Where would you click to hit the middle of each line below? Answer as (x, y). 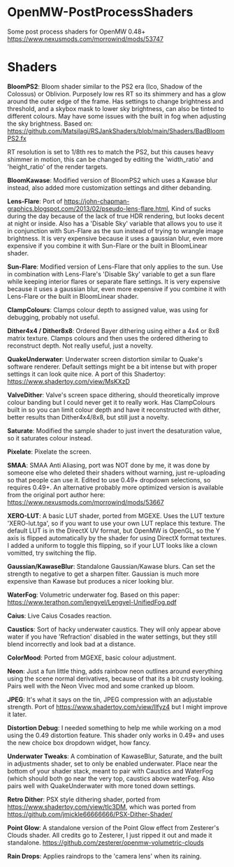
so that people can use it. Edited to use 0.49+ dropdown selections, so (109, 480)
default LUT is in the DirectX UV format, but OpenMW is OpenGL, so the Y (114, 531)
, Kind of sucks (189, 208)
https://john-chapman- (97, 201)
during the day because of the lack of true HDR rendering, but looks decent (116, 216)
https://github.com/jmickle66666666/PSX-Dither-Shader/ (90, 814)
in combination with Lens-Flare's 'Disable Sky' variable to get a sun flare (111, 274)
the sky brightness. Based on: (50, 124)
